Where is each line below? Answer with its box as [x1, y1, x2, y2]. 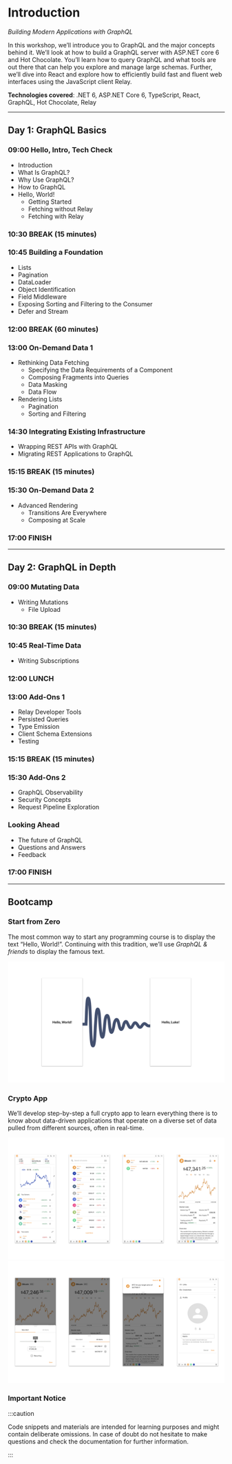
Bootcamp [8, 896, 54, 908]
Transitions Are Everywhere [28, 508, 107, 517]
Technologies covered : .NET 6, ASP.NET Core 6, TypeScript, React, [8, 91, 201, 99]
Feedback [17, 850, 47, 858]
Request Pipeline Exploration [17, 803, 100, 811]
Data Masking [28, 381, 67, 389]
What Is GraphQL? [17, 168, 70, 176]
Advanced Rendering [17, 501, 78, 509]
